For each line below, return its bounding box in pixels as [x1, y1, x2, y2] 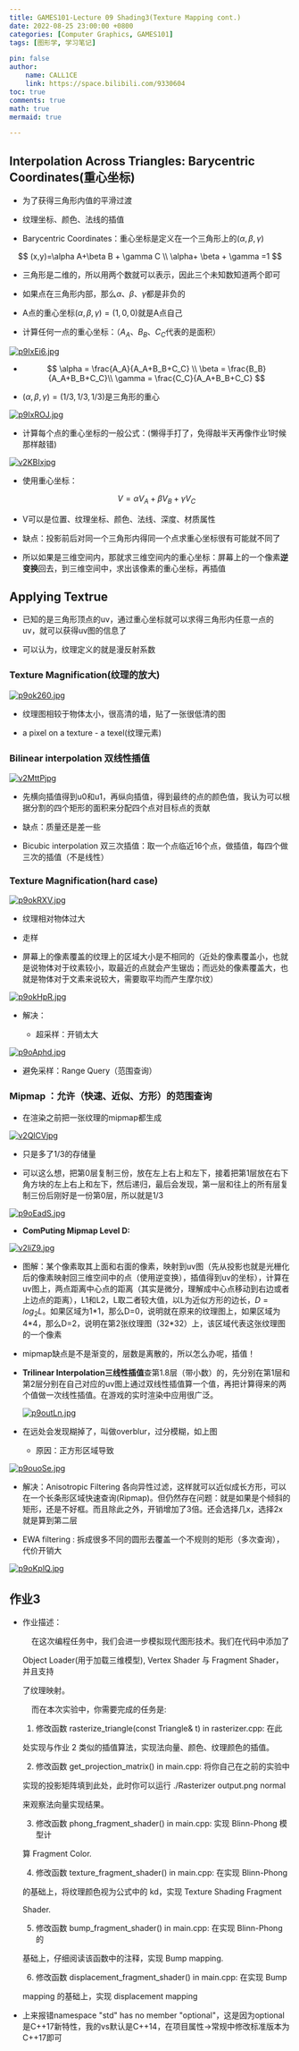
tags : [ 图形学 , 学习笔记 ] [9, 38, 96, 47]
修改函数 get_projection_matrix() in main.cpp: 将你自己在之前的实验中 [35, 1761, 290, 1772]
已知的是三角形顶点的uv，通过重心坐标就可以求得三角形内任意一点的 [21, 614, 274, 625]
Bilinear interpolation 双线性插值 [9, 752, 150, 764]
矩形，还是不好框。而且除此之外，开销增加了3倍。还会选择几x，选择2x [21, 1504, 284, 1515]
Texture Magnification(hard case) [9, 874, 159, 887]
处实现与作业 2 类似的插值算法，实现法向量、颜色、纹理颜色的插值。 [21, 1742, 275, 1753]
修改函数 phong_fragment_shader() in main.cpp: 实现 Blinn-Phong [35, 1818, 278, 1829]
